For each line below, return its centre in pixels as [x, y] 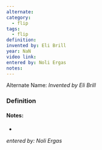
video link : [21, 57]
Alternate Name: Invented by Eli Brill [51, 85]
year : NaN [19, 51]
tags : [13, 29]
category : [19, 18]
